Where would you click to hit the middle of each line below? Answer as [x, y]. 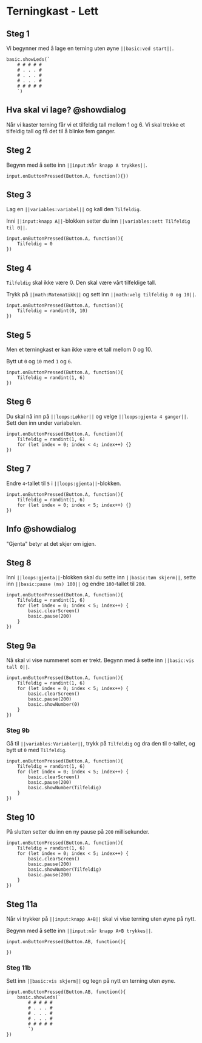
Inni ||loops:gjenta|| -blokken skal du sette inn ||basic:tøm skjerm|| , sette [101, 577]
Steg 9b [18, 730]
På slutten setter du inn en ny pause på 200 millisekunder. [78, 832]
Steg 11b [19, 968]
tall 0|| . [18, 667]
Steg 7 [19, 469]
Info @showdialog [42, 529]
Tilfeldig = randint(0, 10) [52, 311]
